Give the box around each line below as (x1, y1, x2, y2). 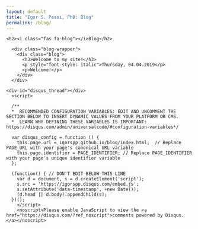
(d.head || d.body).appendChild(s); (17, 192, 108, 198)
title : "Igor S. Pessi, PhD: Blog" (6, 14, 94, 20)
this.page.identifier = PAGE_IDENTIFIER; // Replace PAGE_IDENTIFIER (17, 150, 193, 156)
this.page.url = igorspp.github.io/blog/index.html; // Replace (17, 140, 182, 146)
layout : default (6, 8, 46, 15)
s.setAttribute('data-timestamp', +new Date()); (17, 186, 139, 193)
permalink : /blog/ (6, 20, 52, 26)
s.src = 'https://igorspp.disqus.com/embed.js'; (17, 182, 139, 187)
